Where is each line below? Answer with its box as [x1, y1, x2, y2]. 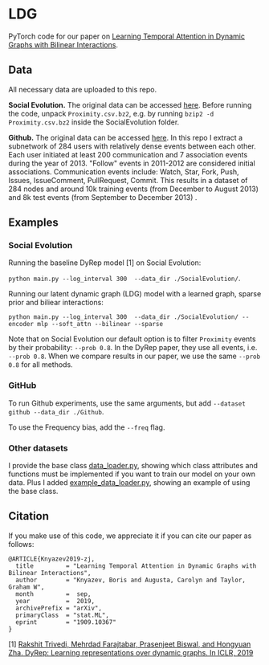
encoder [8, 320, 35, 328]
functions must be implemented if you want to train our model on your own [8, 469, 255, 479]
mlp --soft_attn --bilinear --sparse [37, 320, 163, 328]
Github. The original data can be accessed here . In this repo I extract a [8, 133, 243, 142]
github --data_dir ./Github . [8, 406, 104, 416]
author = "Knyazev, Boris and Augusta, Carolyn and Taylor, [15, 576, 247, 584]
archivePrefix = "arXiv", [15, 604, 103, 612]
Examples [8, 216, 59, 230]
